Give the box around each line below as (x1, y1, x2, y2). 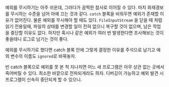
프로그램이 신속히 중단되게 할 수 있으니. (5, 76, 82, 82)
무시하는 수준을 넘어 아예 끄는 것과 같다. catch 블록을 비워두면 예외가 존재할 (10, 11, 159, 17)
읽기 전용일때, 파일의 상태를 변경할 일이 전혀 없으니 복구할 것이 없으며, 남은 (5, 23, 152, 29)
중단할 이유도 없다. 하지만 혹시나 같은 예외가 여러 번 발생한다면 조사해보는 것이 (10, 30, 164, 35)
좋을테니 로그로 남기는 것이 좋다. (5, 36, 69, 42)
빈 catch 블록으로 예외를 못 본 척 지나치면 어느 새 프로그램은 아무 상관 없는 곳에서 (5, 64, 164, 70)
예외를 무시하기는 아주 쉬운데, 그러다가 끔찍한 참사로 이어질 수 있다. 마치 (5, 5, 146, 10)
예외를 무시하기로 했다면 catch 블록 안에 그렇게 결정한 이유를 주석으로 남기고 (5, 47, 155, 53)
